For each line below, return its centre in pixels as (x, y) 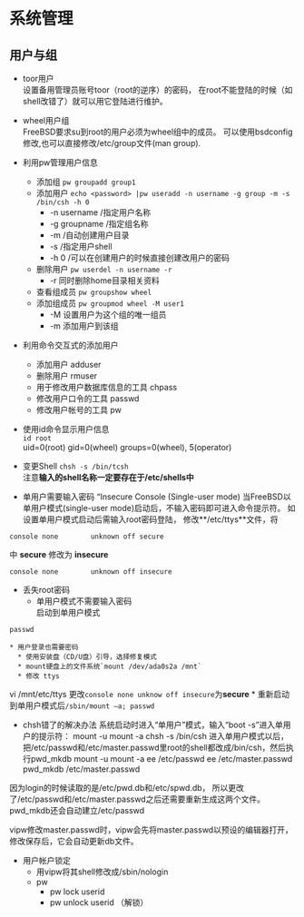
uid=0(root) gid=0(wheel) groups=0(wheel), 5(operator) (127, 447)
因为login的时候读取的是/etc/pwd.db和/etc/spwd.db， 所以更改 (127, 788)
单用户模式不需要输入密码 (84, 601)
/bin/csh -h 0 (63, 202)
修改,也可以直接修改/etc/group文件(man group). (112, 143)
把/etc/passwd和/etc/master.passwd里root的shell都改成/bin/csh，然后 (154, 747)
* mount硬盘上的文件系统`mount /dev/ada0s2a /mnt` (110, 666)
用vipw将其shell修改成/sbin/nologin (102, 872)
